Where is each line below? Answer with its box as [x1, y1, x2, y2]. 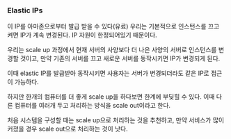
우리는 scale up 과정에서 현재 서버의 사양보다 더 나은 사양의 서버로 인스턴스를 [7, 46, 217, 54]
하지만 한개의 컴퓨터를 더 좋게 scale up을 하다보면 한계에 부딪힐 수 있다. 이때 [7, 92, 215, 101]
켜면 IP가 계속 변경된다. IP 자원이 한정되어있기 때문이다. [7, 31, 158, 40]
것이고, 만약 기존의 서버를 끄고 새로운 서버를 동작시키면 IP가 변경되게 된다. [19, 54, 221, 63]
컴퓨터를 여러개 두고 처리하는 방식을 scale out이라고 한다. [14, 101, 171, 110]
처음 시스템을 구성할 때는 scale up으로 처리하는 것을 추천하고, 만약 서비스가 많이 [7, 116, 225, 124]
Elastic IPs [7, 6, 43, 15]
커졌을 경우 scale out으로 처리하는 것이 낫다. [7, 124, 129, 133]
